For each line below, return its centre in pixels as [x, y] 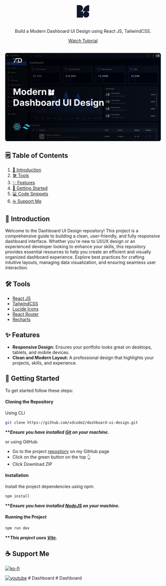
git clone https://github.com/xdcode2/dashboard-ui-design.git [72, 423]
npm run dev [17, 528]
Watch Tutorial [83, 41]
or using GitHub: [22, 441]
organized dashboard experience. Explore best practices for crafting [75, 257]
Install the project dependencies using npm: [50, 486]
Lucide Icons [25, 309]
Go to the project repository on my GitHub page [61, 451]
